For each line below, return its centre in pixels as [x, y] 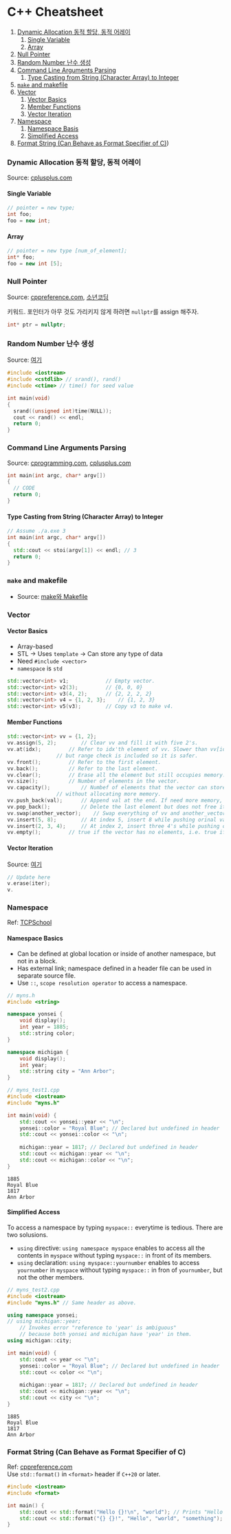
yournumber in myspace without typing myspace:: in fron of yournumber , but [120, 1270]
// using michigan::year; [44, 1322]
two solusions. [27, 1234]
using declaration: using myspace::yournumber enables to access [108, 1262]
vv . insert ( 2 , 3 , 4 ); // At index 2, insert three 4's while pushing [113, 826]
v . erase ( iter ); [29, 884]
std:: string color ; [47, 1033]
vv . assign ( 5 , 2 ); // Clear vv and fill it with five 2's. [102, 743]
